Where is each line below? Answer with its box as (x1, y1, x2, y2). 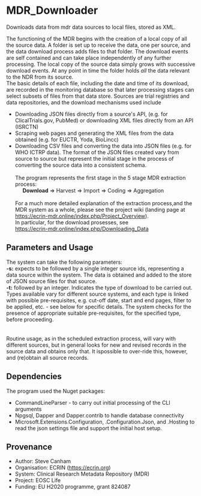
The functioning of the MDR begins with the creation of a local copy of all (6, 35, 187, 42)
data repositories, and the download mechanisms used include (6, 98, 161, 106)
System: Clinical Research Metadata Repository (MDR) (14, 470, 150, 477)
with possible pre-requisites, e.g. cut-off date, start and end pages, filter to (6, 296, 192, 303)
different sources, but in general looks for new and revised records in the (6, 341, 187, 348)
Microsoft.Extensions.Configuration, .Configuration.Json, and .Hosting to (14, 418, 195, 425)
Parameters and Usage (6, 242, 94, 252)
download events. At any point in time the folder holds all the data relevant (6, 67, 190, 74)
